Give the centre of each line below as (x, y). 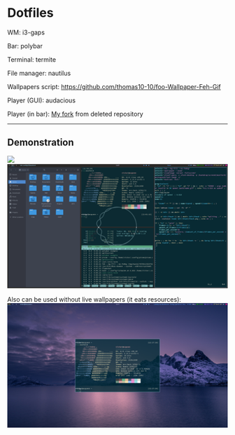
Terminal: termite (32, 59)
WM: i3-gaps (26, 32)
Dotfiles (30, 13)
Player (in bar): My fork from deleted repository (75, 114)
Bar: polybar (25, 46)
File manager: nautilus (39, 73)
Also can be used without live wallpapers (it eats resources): (94, 300)
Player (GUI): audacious (41, 100)
